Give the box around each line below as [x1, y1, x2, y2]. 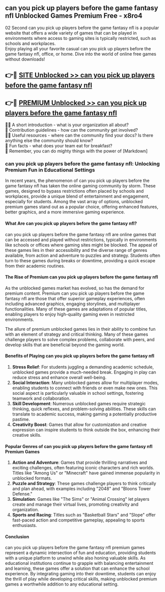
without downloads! [5, 56, 45, 62]
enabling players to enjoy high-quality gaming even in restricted [5, 311, 134, 317]
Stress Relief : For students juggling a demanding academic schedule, [12, 364, 154, 370]
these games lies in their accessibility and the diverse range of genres [5, 247, 148, 253]
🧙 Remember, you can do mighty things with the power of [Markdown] [5, 148, 148, 154]
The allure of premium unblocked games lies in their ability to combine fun [5, 326, 156, 332]
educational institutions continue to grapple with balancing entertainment [5, 560, 154, 566]
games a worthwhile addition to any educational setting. [5, 581, 119, 587]
